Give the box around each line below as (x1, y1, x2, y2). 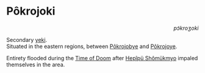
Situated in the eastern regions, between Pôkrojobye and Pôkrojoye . (6, 43, 178, 50)
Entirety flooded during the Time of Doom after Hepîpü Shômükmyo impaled (6, 54, 198, 61)
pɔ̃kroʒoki (173, 24, 199, 32)
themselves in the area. (6, 61, 65, 68)
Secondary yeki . (6, 36, 48, 43)
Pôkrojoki (6, 4, 56, 18)
